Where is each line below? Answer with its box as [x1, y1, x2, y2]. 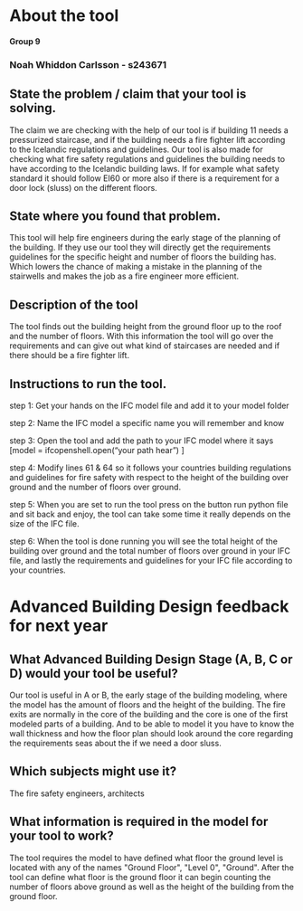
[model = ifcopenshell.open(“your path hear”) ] [9, 444, 185, 455]
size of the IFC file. [9, 517, 80, 529]
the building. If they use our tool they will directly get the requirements [9, 242, 271, 253]
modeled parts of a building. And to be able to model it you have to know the [9, 718, 295, 729]
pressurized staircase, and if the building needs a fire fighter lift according [9, 134, 286, 145]
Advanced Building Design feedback [9, 596, 289, 617]
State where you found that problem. [9, 208, 222, 223]
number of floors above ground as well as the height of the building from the [9, 881, 294, 892]
